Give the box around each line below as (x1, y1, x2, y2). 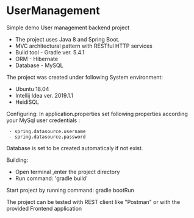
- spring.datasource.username (9, 128, 86, 134)
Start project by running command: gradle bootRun (6, 186, 134, 194)
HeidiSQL (15, 98, 40, 106)
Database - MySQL (15, 62, 63, 69)
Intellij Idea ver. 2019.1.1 (15, 92, 73, 99)
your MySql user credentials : (6, 117, 81, 124)
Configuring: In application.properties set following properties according (6, 110, 188, 117)
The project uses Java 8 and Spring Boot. (15, 35, 120, 43)
